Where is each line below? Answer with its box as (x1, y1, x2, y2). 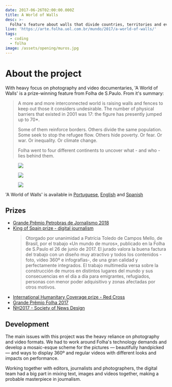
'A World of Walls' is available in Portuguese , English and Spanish (5, 191, 143, 197)
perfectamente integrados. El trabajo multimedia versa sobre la (25, 262, 159, 269)
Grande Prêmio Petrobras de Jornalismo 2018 (12, 220, 109, 226)
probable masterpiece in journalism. (5, 376, 81, 382)
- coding (10, 36, 29, 42)
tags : (5, 31, 17, 36)
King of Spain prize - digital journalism (12, 225, 94, 231)
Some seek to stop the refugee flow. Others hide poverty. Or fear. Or (17, 132, 162, 138)
